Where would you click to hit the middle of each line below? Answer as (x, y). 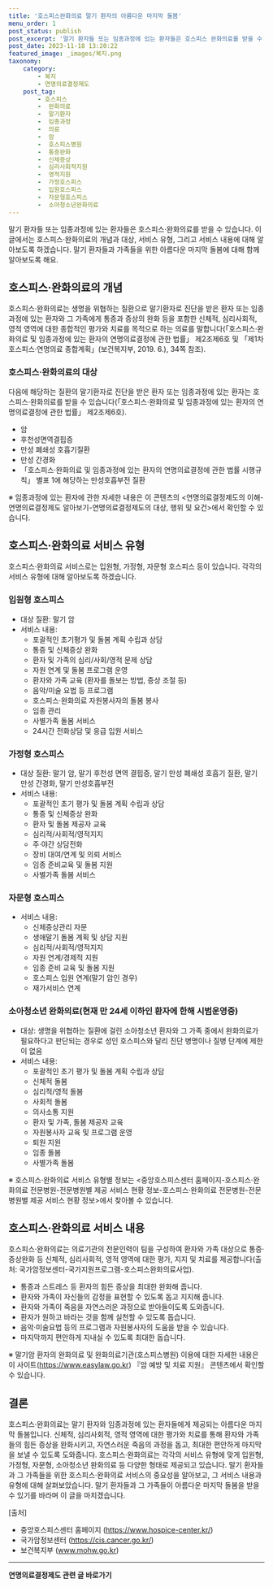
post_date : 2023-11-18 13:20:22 (63, 46)
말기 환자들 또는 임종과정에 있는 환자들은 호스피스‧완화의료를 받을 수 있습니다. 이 (135, 229)
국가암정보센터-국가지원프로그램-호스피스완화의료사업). (106, 1269)
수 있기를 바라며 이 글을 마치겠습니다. (67, 1495)
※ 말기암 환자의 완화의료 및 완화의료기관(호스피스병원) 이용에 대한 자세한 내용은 (134, 1355)
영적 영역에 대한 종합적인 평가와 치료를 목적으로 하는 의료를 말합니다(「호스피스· (133, 329)
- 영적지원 (54, 175)
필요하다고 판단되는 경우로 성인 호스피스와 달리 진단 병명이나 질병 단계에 (134, 1040)
